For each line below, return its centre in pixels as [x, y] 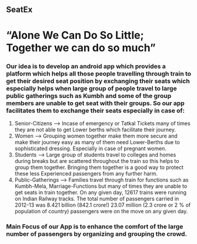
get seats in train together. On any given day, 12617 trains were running [101, 192]
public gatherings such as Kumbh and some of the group [89, 96]
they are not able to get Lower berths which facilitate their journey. [95, 129]
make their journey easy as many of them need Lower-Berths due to [97, 142]
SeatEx [19, 10]
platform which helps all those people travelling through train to [99, 73]
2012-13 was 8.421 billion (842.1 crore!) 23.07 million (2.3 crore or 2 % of [103, 205]
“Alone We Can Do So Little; [75, 35]
